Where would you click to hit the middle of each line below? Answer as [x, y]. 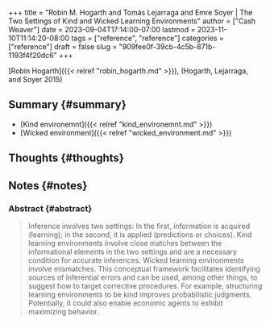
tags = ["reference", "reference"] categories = [147, 38]
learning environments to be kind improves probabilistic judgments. [140, 294]
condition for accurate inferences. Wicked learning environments [136, 260]
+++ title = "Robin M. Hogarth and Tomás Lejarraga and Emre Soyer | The [131, 12]
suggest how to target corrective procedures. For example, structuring [145, 285]
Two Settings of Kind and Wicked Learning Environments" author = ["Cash [132, 21]
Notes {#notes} [48, 185]
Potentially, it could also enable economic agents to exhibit [125, 303]
